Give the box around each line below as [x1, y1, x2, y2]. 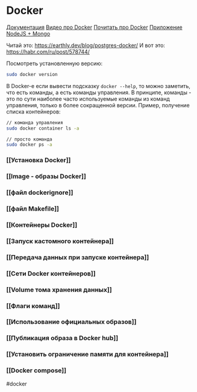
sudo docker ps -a [6, 142, 52, 148]
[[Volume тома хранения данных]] [6, 285, 113, 294]
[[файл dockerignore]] [6, 188, 73, 197]
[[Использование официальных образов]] [6, 318, 137, 326]
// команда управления [6, 119, 63, 125]
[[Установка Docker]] [6, 156, 71, 165]
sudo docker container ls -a [6, 125, 80, 131]
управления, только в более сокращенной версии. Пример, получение [6, 101, 190, 109]
